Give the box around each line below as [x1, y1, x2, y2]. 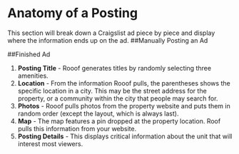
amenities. [17, 71, 49, 80]
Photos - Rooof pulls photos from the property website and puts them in [17, 101, 230, 110]
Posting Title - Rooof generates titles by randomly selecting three [17, 63, 212, 72]
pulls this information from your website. [17, 124, 137, 133]
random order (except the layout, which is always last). [17, 109, 179, 118]
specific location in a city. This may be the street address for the [17, 86, 207, 95]
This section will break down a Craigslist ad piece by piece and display [7, 29, 215, 37]
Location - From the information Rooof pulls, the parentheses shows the [17, 78, 230, 87]
